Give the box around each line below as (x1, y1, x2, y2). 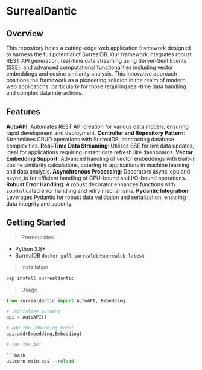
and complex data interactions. (6, 89, 83, 96)
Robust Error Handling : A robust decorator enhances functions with (6, 180, 175, 188)
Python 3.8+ (14, 245, 46, 252)
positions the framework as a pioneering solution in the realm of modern (6, 77, 186, 83)
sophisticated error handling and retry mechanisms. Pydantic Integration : (6, 187, 190, 194)
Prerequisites (21, 233, 54, 241)
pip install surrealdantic (6, 275, 74, 281)
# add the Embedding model (6, 325, 74, 331)
